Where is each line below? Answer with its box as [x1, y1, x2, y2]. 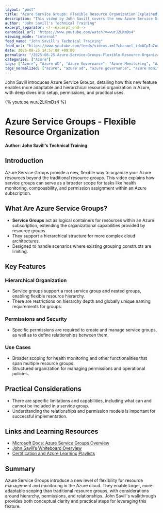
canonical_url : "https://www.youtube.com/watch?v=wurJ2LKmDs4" [5, 30, 136, 35]
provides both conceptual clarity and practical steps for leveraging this [5, 498, 147, 504]
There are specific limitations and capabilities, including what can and [12, 398, 152, 403]
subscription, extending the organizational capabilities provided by [12, 222, 146, 228]
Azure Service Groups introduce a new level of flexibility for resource [5, 477, 143, 483]
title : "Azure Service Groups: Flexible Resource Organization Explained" [5, 12, 160, 17]
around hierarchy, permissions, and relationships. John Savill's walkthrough [5, 493, 156, 499]
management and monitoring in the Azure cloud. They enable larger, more [5, 483, 153, 489]
